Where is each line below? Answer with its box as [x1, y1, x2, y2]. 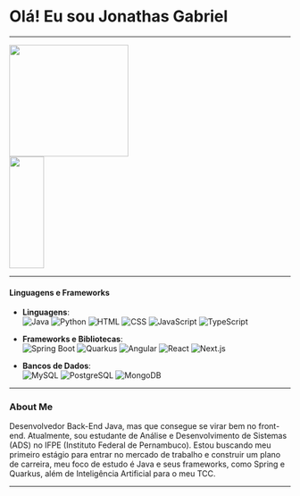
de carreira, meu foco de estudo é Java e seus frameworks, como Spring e [9, 458, 286, 470]
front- [258, 421, 280, 432]
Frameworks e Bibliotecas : [21, 333, 123, 345]
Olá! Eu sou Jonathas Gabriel [9, 6, 229, 27]
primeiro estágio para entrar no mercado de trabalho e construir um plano [9, 450, 281, 460]
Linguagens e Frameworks [9, 287, 110, 298]
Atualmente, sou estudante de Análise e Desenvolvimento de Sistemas [27, 431, 287, 441]
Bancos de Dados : [21, 360, 91, 372]
